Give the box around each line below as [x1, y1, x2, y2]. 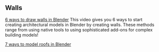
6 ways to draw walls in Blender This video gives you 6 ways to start [5, 16, 143, 22]
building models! [5, 32, 39, 38]
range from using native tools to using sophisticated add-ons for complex [5, 26, 153, 33]
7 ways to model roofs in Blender [5, 41, 72, 47]
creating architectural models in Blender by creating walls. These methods [5, 22, 155, 27]
